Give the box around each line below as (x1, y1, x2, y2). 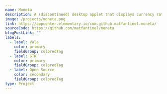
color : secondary (14, 72, 50, 77)
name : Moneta (5, 7, 32, 12)
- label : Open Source (9, 68, 55, 73)
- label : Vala (9, 40, 39, 45)
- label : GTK (9, 53, 37, 59)
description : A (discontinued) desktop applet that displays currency (5, 12, 155, 17)
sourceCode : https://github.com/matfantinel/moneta (5, 26, 114, 31)
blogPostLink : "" (5, 30, 41, 35)
